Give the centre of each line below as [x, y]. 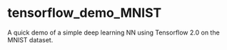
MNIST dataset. [30, 39]
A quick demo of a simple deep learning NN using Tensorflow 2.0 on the [113, 32]
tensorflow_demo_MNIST [85, 13]
